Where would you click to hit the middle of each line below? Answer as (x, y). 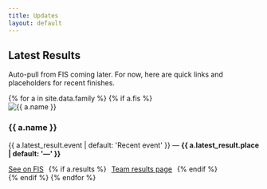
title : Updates (33, 16)
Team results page (142, 169)
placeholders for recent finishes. (62, 83)
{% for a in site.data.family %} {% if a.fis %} (80, 98)
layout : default (35, 23)
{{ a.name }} (33, 128)
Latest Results (45, 55)
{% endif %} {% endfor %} (52, 177)
